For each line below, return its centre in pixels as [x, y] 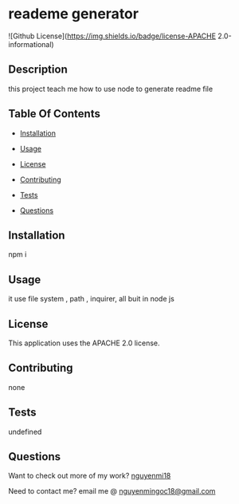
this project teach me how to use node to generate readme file [111, 89]
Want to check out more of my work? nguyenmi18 [90, 476]
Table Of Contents [55, 114]
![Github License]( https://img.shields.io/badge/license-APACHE [112, 36]
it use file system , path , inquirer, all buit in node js [92, 299]
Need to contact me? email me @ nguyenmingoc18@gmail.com [112, 491]
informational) [31, 44]
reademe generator [74, 14]
